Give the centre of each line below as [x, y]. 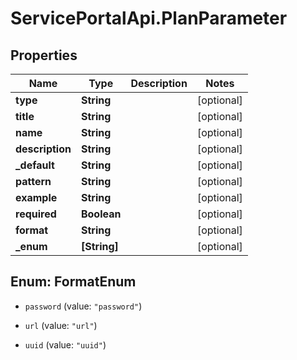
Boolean [101, 214]
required [36, 214]
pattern [33, 181]
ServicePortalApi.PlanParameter [149, 18]
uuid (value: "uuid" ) [65, 344]
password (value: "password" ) [83, 306]
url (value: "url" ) [61, 325]
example [36, 197]
